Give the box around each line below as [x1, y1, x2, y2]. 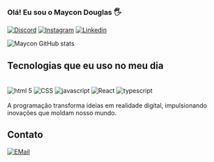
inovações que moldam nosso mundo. [7, 108, 117, 117]
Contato [7, 129, 43, 141]
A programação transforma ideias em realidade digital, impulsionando [7, 101, 208, 110]
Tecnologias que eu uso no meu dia [7, 59, 164, 71]
